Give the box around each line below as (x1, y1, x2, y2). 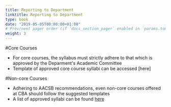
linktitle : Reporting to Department (5, 12, 83, 17)
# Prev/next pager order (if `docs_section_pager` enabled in (5, 26, 140, 31)
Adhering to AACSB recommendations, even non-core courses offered (12, 85, 161, 91)
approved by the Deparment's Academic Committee (12, 60, 122, 66)
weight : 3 (5, 31, 26, 36)
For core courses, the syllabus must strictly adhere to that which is (12, 55, 153, 61)
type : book (5, 17, 28, 22)
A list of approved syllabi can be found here (12, 96, 104, 102)
